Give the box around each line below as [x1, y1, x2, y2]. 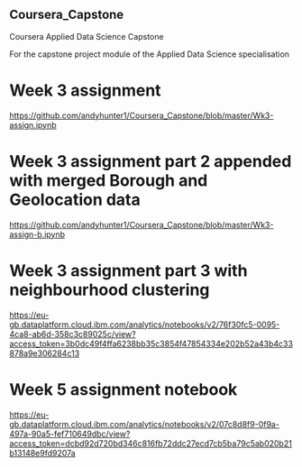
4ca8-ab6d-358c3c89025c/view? [9, 328, 137, 339]
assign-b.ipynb [9, 229, 66, 240]
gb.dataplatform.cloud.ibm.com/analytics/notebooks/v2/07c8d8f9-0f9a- [9, 418, 279, 429]
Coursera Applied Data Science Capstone [9, 31, 164, 41]
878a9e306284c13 [9, 347, 80, 359]
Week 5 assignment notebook [9, 379, 238, 399]
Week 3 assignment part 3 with [9, 261, 248, 280]
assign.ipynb [9, 119, 57, 130]
